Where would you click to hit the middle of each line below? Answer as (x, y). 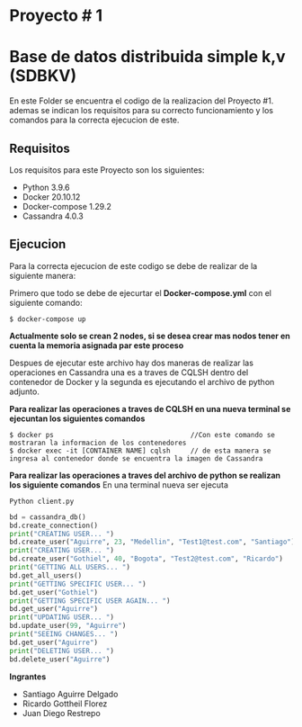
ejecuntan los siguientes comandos (77, 418)
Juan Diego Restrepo (61, 713)
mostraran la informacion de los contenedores (98, 443)
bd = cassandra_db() (48, 517)
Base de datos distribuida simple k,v (147, 57)
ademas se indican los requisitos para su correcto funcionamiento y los (142, 111)
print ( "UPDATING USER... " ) (62, 617)
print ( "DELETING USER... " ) (62, 651)
